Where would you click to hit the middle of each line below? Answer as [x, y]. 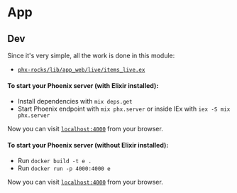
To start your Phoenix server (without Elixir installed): [88, 145]
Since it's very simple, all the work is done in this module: [91, 55]
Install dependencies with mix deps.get [75, 101]
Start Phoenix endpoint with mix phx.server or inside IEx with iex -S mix [124, 109]
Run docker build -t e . [55, 161]
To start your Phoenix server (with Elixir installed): [83, 85]
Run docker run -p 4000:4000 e [64, 168]
